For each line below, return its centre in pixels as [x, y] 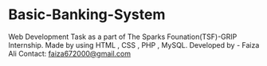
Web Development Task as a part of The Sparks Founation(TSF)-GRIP [123, 37]
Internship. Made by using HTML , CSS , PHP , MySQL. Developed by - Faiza [134, 45]
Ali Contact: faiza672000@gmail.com [70, 53]
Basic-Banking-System [87, 15]
